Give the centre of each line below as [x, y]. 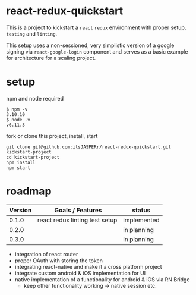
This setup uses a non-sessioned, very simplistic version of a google [90, 45]
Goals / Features [78, 210]
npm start [18, 168]
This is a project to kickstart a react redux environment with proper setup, [96, 27]
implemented [141, 220]
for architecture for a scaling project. [51, 58]
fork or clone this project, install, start [52, 136]
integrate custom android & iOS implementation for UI [80, 273]
